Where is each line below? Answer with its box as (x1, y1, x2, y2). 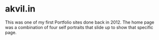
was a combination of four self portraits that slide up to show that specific (5, 24, 154, 30)
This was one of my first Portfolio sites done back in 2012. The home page (5, 19, 155, 25)
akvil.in (5, 3, 36, 14)
